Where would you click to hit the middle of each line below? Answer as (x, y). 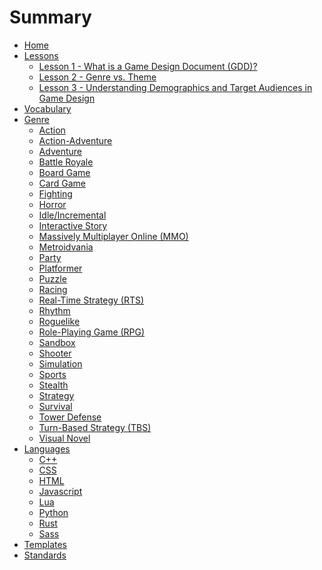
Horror (52, 204)
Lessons (41, 55)
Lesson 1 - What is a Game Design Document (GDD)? (148, 66)
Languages (47, 448)
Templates (45, 544)
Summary (50, 17)
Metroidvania (66, 247)
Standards (45, 555)
